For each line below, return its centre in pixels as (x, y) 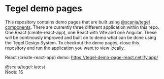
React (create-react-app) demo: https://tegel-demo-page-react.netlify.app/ (82, 57)
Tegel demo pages (44, 9)
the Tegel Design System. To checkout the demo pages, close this (72, 42)
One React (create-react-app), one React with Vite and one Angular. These (81, 32)
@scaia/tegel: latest (25, 67)
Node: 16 (14, 72)
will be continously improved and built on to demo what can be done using (81, 38)
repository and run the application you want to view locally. (65, 48)
